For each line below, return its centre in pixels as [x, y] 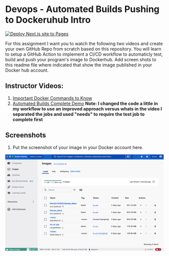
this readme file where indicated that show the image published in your [79, 65]
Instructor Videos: [34, 86]
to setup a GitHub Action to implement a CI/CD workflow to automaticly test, [84, 54]
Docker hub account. [27, 70]
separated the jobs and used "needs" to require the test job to [78, 114]
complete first [28, 119]
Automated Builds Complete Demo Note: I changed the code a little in [85, 103]
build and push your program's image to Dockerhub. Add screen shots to [81, 59]
